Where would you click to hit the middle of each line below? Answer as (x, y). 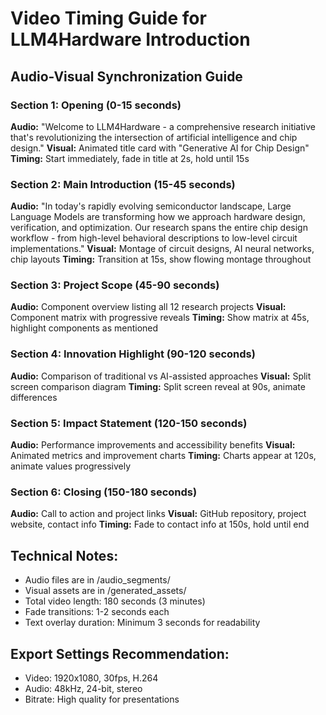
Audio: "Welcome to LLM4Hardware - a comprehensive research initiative (163, 126)
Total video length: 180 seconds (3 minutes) (115, 601)
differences (34, 397)
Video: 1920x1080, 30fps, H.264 (91, 678)
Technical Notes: (64, 555)
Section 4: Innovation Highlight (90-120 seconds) (133, 354)
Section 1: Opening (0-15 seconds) (96, 105)
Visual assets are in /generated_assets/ (105, 591)
